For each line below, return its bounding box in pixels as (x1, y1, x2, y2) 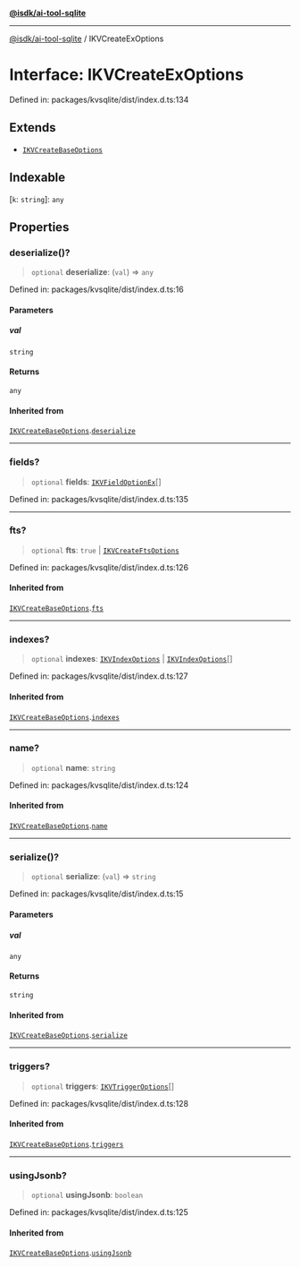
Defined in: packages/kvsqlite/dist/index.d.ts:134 (9, 94, 189, 105)
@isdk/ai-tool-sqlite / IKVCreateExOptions (9, 33, 164, 44)
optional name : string (30, 762, 116, 773)
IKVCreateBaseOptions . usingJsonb (9, 1247, 132, 1258)
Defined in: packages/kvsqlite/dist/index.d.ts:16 (9, 284, 185, 295)
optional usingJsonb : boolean (30, 1190, 144, 1201)
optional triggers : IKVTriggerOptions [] (30, 1081, 175, 1092)
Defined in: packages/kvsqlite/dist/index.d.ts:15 (9, 888, 184, 899)
